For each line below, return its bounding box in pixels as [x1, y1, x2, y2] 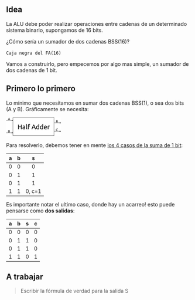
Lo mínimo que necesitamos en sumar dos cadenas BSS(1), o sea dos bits [6, 99, 184, 106]
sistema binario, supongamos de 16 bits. [6, 26, 104, 34]
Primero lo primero [6, 84, 76, 94]
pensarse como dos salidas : [6, 207, 75, 214]
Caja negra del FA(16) [6, 50, 61, 56]
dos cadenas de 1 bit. [6, 66, 57, 74]
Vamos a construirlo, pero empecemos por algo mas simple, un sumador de [6, 60, 189, 67]
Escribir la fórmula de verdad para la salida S [20, 288, 129, 295]
